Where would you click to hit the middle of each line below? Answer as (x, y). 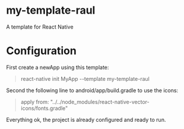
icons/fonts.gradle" (44, 108)
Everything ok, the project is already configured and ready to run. (86, 119)
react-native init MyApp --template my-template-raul (85, 78)
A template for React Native (40, 27)
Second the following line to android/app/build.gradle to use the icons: (92, 90)
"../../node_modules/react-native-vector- (100, 102)
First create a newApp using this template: (58, 67)
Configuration (42, 51)
